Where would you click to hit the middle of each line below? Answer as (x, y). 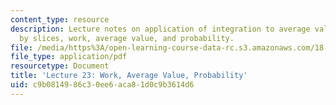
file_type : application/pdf (69, 57)
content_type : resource (60, 19)
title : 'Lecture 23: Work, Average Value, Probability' (129, 76)
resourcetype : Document (60, 66)
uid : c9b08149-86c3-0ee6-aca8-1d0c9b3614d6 (102, 85)
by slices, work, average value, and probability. (127, 38)
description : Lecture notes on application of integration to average (160, 29)
